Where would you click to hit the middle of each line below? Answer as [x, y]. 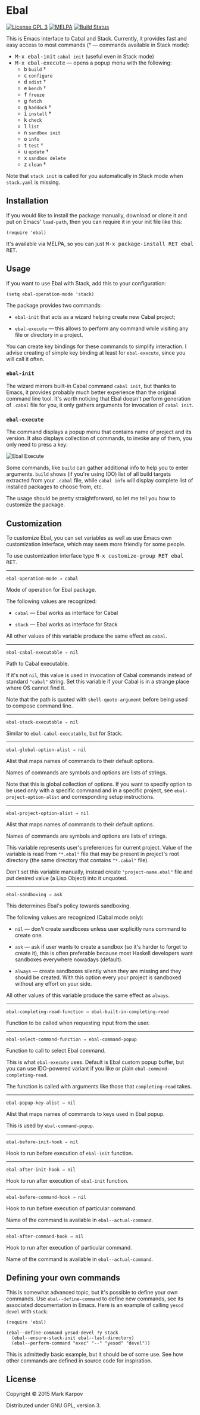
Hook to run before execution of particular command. [71, 1208]
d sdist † [35, 82]
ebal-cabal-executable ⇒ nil [42, 652]
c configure [38, 76]
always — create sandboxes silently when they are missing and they [98, 971]
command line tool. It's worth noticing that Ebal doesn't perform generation [99, 398]
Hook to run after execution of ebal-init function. [68, 1180]
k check [33, 120]
